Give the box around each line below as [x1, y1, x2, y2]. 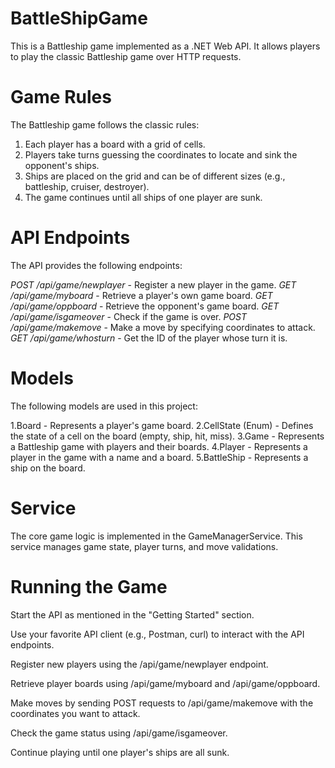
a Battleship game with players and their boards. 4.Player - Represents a [10, 440, 308, 452]
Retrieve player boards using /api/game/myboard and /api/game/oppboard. [10, 677, 321, 689]
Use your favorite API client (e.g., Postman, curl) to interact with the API [10, 628, 305, 640]
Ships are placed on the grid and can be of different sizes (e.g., [24, 170, 286, 182]
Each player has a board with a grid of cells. [24, 138, 206, 150]
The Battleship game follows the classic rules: [10, 118, 200, 131]
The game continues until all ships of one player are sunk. [24, 191, 263, 203]
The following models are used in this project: [10, 400, 198, 412]
